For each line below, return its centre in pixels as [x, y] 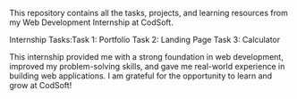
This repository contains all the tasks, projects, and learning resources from [148, 13]
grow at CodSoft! [41, 85]
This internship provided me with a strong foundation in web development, [146, 57]
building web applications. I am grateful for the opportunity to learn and [141, 76]
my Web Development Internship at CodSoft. [92, 22]
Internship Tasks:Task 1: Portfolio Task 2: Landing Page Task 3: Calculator [144, 40]
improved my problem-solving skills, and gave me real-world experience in [147, 66]
